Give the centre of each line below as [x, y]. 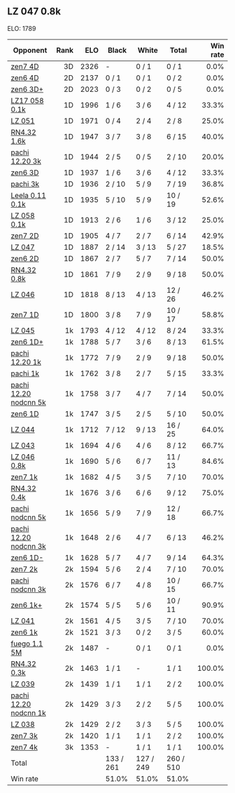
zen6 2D [25, 258]
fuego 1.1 [27, 644]
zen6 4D [25, 78]
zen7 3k [24, 735]
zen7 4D [25, 66]
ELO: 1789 [22, 28]
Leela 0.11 [29, 195]
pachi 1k [25, 373]
